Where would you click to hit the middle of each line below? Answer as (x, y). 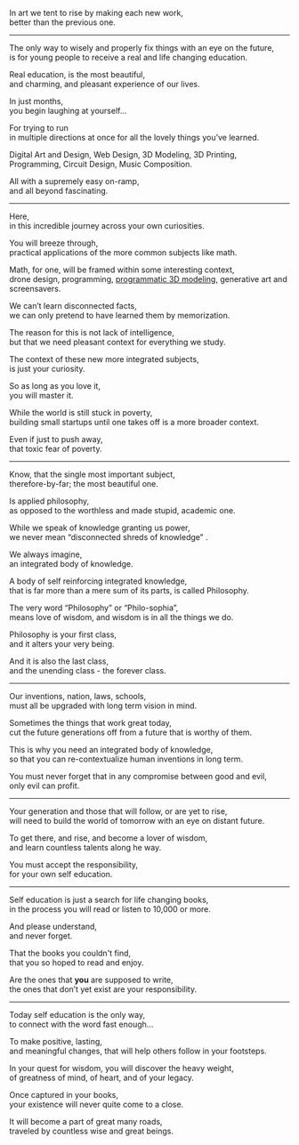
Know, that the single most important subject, (92, 474)
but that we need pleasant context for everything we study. (117, 342)
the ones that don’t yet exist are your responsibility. (103, 989)
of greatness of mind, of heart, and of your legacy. (101, 1077)
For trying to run (39, 128)
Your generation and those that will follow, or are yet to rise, (118, 811)
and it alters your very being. (62, 644)
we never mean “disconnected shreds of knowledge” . (109, 537)
